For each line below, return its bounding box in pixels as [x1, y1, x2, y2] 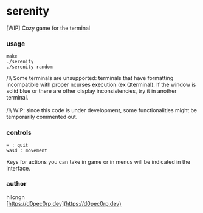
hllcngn [6, 193, 26, 201]
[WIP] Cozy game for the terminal [6, 24, 91, 32]
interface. [6, 164, 30, 172]
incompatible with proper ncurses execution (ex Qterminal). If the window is [6, 81, 196, 89]
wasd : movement [6, 147, 47, 154]
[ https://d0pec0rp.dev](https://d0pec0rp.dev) [6, 200, 122, 207]
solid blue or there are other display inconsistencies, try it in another [6, 87, 177, 95]
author [6, 180, 27, 188]
